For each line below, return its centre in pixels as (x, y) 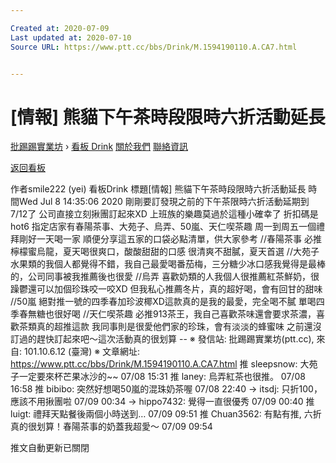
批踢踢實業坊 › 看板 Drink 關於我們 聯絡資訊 (99, 147)
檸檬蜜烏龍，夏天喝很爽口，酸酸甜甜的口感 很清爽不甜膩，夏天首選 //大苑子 (165, 252)
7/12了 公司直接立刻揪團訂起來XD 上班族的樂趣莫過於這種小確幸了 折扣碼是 (164, 214)
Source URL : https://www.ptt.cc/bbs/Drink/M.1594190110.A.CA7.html (154, 47)
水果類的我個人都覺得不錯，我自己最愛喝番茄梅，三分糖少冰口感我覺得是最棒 (168, 264)
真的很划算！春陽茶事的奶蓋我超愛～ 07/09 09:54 (111, 427)
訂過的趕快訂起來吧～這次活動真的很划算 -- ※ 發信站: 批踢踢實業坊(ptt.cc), (162, 339)
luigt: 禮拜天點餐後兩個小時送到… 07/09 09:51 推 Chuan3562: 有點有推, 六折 (166, 414)
